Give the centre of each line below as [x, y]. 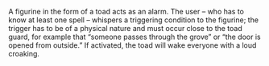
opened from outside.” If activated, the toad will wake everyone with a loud [132, 45]
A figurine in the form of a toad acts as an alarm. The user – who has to [126, 12]
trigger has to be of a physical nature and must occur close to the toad [126, 28]
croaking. [24, 54]
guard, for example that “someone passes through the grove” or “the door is [134, 37]
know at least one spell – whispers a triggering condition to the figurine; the [134, 20]
